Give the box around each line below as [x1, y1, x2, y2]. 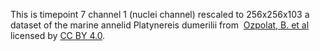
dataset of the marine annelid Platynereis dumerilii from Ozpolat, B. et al [10, 19, 310, 31]
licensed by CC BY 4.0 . [10, 30, 106, 41]
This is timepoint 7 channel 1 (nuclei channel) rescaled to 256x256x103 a [10, 9, 310, 20]
